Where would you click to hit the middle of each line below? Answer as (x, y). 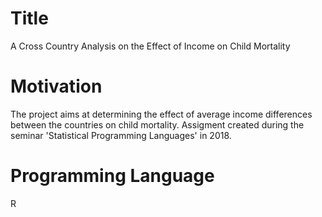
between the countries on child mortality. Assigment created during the (157, 124)
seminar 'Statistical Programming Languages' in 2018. (121, 135)
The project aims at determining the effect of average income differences (161, 114)
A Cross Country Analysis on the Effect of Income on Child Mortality (150, 46)
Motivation (56, 86)
